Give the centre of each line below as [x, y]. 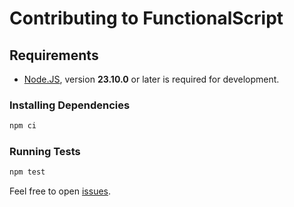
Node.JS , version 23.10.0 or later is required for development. [151, 79]
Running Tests [45, 152]
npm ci [23, 126]
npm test [27, 172]
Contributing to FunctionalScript [146, 18]
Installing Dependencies [70, 105]
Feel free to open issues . [60, 191]
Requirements [54, 55]
